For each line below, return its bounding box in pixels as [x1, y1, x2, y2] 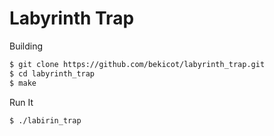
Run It [9, 96, 34, 108]
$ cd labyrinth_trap [9, 68, 96, 79]
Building [9, 40, 44, 52]
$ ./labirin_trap [9, 115, 82, 126]
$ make [9, 78, 37, 88]
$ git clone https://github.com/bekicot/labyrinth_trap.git [9, 59, 266, 69]
